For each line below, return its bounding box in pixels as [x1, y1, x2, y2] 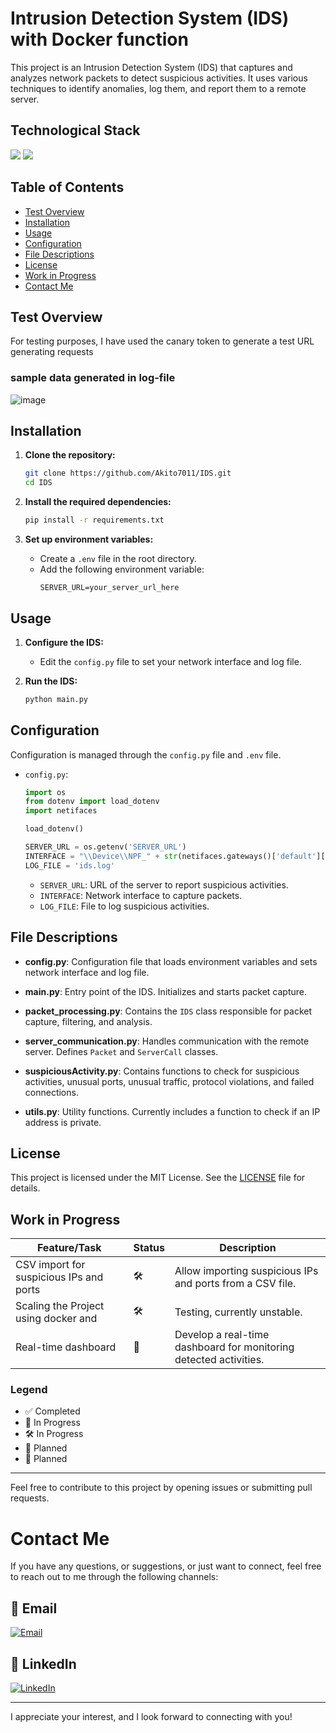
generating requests [10, 346, 94, 358]
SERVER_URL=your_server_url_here [39, 583, 180, 593]
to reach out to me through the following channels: [10, 1571, 219, 1583]
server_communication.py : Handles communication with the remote [24, 1035, 310, 1047]
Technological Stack [10, 122, 141, 139]
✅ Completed [24, 1405, 81, 1417]
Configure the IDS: [24, 636, 104, 648]
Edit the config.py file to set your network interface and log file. [39, 655, 302, 667]
